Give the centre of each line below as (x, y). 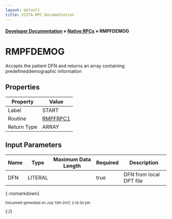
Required (107, 162)
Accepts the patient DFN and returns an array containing (65, 66)
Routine (17, 118)
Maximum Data (72, 159)
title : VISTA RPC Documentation (40, 15)
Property (23, 102)
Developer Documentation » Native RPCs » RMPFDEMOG (67, 31)
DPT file (133, 181)
